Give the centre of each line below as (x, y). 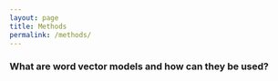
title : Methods (38, 26)
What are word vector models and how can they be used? (139, 66)
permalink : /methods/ (51, 35)
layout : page (34, 18)
